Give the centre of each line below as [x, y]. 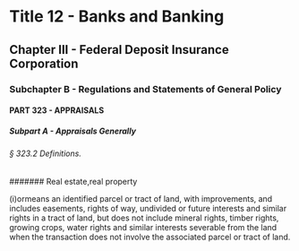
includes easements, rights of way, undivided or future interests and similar [148, 208]
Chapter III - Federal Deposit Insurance [120, 50]
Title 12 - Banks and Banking [117, 17]
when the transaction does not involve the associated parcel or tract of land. [150, 237]
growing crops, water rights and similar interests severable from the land [143, 227]
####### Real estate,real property [73, 181]
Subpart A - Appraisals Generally [73, 131]
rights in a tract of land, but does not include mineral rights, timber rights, [144, 218]
